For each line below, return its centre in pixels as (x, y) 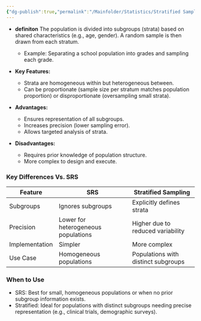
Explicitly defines (156, 202)
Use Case (23, 257)
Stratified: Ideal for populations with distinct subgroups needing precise (103, 305)
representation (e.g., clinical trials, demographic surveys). (86, 312)
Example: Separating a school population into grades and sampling (106, 53)
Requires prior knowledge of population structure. (85, 155)
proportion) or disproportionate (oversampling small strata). (97, 95)
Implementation (31, 244)
